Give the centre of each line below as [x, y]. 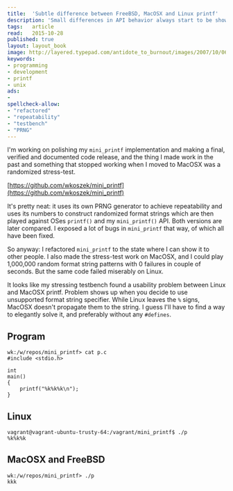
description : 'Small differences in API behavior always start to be [110, 20]
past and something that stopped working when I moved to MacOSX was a [114, 165]
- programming [28, 65]
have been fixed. [31, 236]
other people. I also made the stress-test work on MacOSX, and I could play [115, 257]
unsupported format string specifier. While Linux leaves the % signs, [103, 300]
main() [17, 377]
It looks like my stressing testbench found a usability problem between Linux [116, 285]
